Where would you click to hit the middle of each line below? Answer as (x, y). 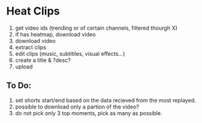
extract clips (31, 47)
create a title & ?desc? (43, 60)
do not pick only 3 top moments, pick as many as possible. (89, 113)
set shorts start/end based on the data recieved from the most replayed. (106, 100)
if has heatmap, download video (55, 34)
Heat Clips (33, 11)
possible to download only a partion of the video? (77, 107)
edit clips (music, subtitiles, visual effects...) (70, 53)
